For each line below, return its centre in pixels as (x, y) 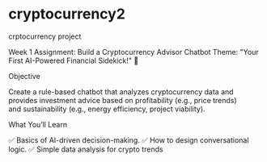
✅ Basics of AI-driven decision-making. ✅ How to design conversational (129, 140)
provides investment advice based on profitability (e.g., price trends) (123, 100)
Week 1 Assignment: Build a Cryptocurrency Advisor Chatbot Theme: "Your (133, 52)
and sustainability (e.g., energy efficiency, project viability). (107, 109)
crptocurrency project (45, 36)
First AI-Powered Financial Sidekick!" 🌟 (74, 60)
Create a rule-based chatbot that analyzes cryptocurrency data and (121, 91)
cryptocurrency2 (67, 14)
